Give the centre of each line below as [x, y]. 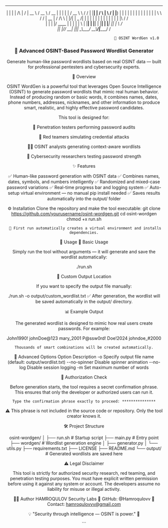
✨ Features [84, 166]
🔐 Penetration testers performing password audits [84, 127]
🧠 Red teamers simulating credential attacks [84, 137]
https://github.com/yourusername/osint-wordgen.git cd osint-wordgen [84, 214]
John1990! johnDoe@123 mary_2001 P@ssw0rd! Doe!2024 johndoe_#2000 [84, 338]
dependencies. [84, 233]
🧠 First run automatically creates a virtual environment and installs [85, 228]
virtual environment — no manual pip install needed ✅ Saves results [90, 193]
